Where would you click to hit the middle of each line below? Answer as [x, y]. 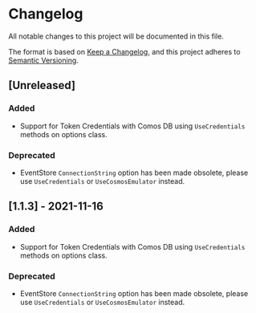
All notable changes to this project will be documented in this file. [116, 36]
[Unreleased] [42, 85]
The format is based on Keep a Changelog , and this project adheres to [124, 51]
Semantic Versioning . [43, 60]
